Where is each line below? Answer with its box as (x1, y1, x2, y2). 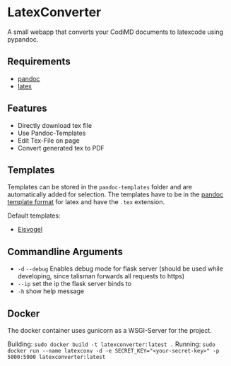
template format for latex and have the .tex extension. (7, 198, 165, 206)
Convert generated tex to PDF (17, 143, 105, 152)
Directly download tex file (17, 121, 93, 129)
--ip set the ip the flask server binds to (17, 280, 132, 288)
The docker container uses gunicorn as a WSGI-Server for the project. (7, 326, 212, 334)
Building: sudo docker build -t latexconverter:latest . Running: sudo (7, 340, 215, 348)
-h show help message (17, 287, 85, 295)
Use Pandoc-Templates (17, 129, 86, 137)
